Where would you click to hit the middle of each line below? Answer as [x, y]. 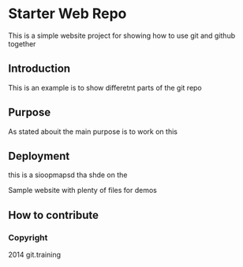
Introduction [39, 69]
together [22, 43]
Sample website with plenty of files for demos [83, 191]
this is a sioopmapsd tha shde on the [68, 175]
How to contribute [54, 215]
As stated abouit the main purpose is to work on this [93, 132]
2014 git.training [35, 255]
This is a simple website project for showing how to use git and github [121, 35]
